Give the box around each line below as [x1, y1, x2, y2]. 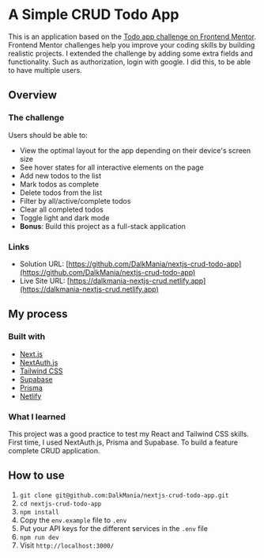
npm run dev [19, 533, 59, 541]
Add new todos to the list [19, 170, 101, 180]
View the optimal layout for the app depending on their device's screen [19, 145, 251, 155]
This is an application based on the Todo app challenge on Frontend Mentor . [8, 32, 257, 41]
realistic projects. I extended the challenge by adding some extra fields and [8, 48, 253, 58]
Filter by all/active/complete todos [19, 196, 131, 205]
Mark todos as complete [19, 179, 100, 189]
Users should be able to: [8, 130, 89, 139]
